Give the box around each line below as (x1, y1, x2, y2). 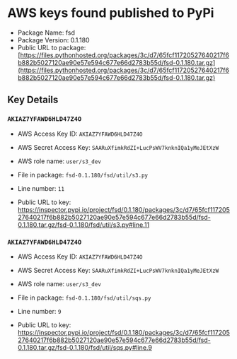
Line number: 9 (17, 307, 62, 315)
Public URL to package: (17, 43, 86, 52)
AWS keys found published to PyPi (7, 5, 214, 21)
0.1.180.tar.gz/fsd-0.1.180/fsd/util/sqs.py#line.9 (17, 343, 152, 351)
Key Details (7, 94, 59, 106)
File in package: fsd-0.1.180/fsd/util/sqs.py (17, 293, 151, 302)
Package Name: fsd (17, 28, 76, 37)
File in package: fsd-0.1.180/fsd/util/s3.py (17, 170, 149, 179)
